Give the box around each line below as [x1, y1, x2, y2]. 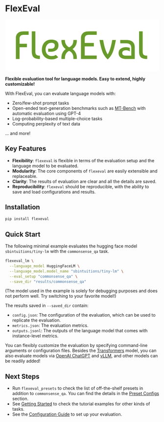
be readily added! [5, 358, 41, 364]
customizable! [5, 81, 35, 87]
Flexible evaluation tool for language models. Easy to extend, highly [5, 75, 145, 81]
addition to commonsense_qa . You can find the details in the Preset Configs [12, 391, 159, 397]
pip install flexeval [5, 217, 49, 222]
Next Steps [5, 372, 40, 380]
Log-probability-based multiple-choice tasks [12, 116, 103, 122]
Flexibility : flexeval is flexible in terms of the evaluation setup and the [12, 157, 155, 163]
